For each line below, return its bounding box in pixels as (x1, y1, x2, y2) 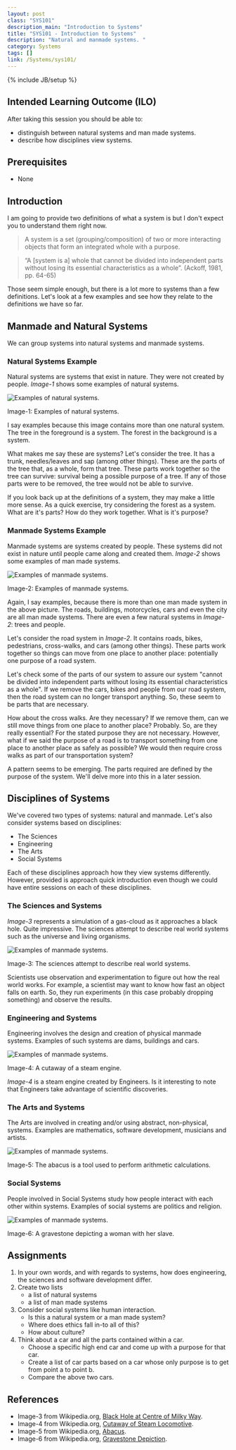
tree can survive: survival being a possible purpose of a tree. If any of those (7, 472, 227, 481)
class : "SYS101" (7, 17, 55, 24)
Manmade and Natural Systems (7, 320, 148, 332)
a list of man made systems (27, 1298, 107, 1307)
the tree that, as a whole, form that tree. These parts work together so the (7, 464, 221, 473)
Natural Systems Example (7, 357, 97, 366)
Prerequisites (7, 156, 67, 168)
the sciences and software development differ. (17, 1276, 152, 1284)
